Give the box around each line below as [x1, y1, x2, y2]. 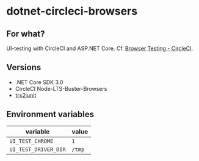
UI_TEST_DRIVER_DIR [9, 146, 66, 153]
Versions [6, 62, 42, 73]
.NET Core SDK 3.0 [15, 78, 63, 86]
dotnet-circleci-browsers [6, 4, 138, 18]
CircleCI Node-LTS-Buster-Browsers [15, 85, 107, 92]
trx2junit [15, 91, 37, 99]
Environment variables [6, 109, 95, 120]
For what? [6, 29, 45, 39]
